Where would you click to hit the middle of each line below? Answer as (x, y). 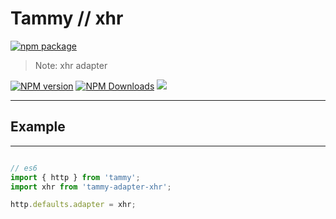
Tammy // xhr (67, 18)
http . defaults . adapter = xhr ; (73, 205)
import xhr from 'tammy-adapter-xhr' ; (91, 187)
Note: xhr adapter (71, 65)
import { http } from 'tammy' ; (75, 177)
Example (38, 127)
